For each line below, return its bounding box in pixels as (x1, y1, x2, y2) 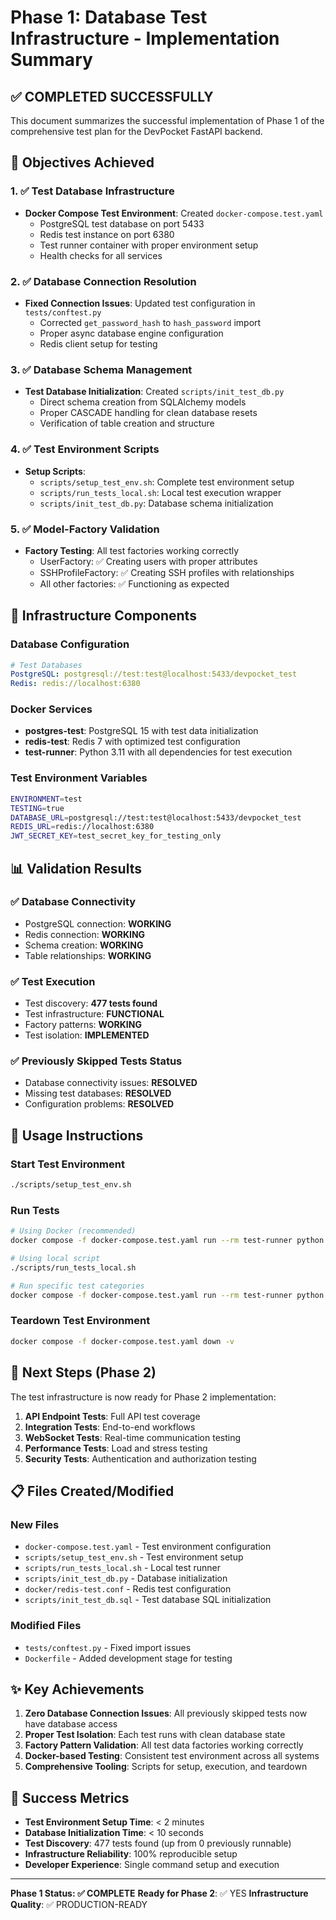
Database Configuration (10, 637, 130, 651)
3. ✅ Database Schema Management (10, 362, 193, 376)
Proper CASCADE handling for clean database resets (39, 407, 258, 419)
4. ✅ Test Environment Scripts (10, 442, 160, 456)
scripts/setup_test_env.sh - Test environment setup (24, 1551, 244, 1563)
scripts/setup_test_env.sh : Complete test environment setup (39, 476, 295, 488)
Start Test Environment (10, 1157, 125, 1171)
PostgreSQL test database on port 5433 (39, 217, 205, 230)
